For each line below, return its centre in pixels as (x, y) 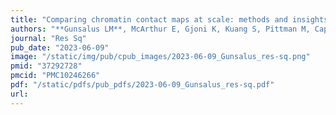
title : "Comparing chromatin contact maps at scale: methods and (149, 19)
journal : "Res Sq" (48, 38)
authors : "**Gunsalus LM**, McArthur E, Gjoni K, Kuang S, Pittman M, (160, 29)
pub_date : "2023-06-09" (60, 47)
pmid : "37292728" (46, 66)
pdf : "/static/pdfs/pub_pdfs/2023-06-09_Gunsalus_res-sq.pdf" (142, 85)
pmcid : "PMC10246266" (55, 76)
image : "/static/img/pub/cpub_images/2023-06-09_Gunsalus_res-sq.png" (160, 57)
